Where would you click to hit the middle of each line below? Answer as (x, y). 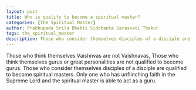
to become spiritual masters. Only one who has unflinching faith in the (91, 74)
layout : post (22, 11)
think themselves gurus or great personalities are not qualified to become (95, 62)
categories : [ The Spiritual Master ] (51, 22)
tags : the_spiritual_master (40, 34)
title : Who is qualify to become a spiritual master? (73, 17)
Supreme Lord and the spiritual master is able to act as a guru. (81, 81)
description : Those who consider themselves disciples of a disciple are (98, 39)
